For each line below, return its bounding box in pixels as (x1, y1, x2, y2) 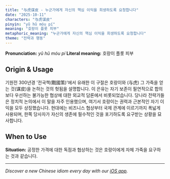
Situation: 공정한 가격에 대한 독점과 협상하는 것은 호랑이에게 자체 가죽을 (5, 147, 148, 153)
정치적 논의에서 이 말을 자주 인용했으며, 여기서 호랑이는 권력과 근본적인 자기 (10, 98, 159, 104)
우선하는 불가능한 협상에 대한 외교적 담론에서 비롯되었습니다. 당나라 (14, 92, 147, 98)
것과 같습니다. (10, 153, 38, 159)
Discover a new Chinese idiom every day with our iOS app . (5, 168, 128, 174)
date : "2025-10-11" (5, 12, 47, 17)
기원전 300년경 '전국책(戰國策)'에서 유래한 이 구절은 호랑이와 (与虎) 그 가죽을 (5, 79, 158, 85)
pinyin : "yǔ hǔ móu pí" (5, 21, 56, 27)
